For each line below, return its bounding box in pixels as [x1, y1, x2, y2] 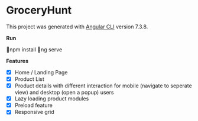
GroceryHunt [6, 4, 72, 17]
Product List [14, 76, 44, 83]
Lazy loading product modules [14, 95, 89, 102]
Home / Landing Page [14, 68, 68, 76]
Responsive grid [14, 109, 54, 116]
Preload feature [14, 102, 53, 109]
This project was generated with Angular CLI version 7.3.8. [6, 23, 148, 30]
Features [6, 57, 28, 64]
